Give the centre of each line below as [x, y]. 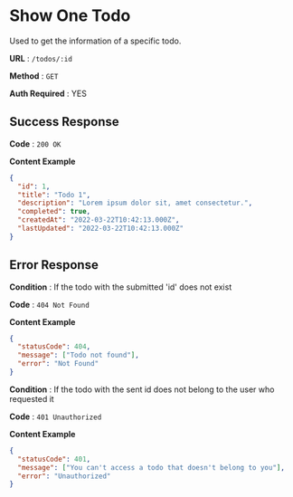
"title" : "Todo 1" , [54, 195]
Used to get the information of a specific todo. [95, 41]
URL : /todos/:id [41, 58]
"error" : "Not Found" [58, 364]
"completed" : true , [54, 212]
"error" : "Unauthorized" [64, 476]
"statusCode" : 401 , [54, 459]
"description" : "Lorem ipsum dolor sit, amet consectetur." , [135, 203]
